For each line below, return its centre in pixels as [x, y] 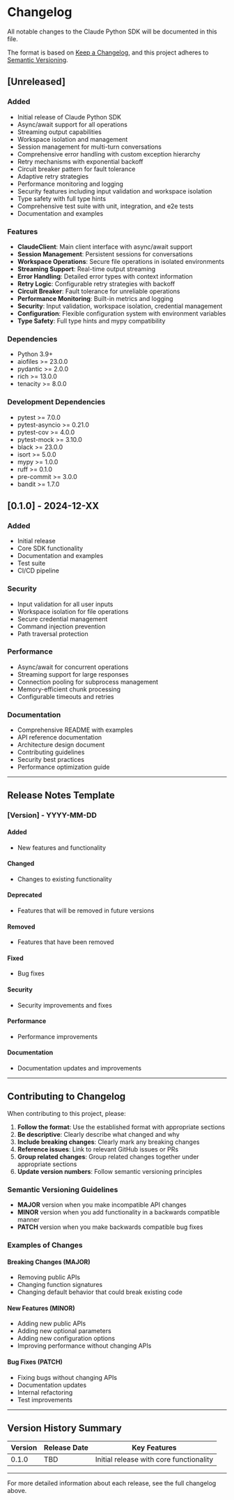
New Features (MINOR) [41, 1308]
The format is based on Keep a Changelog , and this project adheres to [108, 52]
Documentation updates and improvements [79, 1068]
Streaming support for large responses [73, 674]
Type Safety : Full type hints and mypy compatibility [91, 321]
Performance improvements [57, 1036]
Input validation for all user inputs [65, 604]
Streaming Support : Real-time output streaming [86, 269]
